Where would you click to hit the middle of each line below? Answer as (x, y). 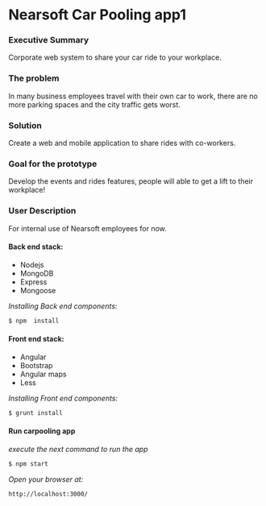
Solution (25, 125)
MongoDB (37, 273)
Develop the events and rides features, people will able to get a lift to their (131, 181)
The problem (34, 78)
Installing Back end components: (63, 306)
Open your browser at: (46, 479)
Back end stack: (36, 247)
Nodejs (32, 264)
